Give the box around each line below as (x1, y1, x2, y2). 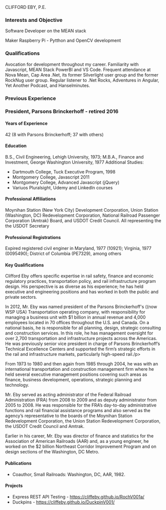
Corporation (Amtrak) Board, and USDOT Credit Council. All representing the (5, 218, 162, 224)
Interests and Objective (5, 16, 63, 23)
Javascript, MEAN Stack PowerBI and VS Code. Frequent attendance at (5, 67, 151, 73)
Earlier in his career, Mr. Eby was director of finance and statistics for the (5, 433, 154, 439)
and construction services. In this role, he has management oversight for (5, 330, 154, 336)
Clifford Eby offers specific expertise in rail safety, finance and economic (5, 273, 154, 279)
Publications (5, 460, 32, 466)
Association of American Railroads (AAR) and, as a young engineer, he (5, 438, 149, 444)
